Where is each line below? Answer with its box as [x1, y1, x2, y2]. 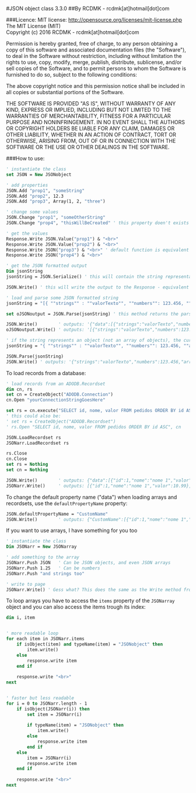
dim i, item [6, 615, 35, 621]
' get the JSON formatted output [6, 263, 87, 269]
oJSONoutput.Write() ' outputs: [6, 327, 85, 333]
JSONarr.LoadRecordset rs [6, 440, 69, 446]
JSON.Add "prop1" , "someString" [6, 187, 85, 194]
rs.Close [6, 451, 27, 456]
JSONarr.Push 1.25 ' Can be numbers [6, 565, 100, 571]
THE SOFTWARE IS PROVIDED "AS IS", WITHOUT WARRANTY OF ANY [6, 100, 176, 107]
